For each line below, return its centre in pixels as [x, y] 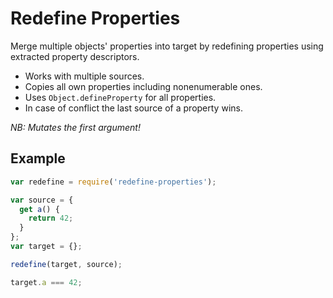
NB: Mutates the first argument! [75, 127]
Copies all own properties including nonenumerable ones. [143, 86]
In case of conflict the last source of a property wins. [133, 108]
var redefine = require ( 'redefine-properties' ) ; [113, 182]
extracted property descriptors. [75, 56]
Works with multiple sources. [84, 76]
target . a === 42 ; [46, 282]
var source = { [42, 200]
